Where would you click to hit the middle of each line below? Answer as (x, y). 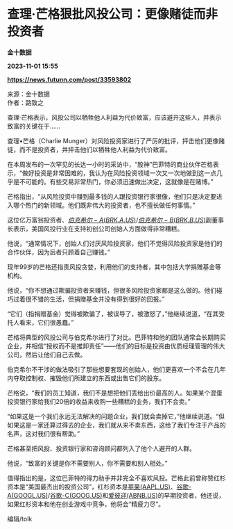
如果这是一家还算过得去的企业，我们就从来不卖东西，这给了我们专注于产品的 (116, 425)
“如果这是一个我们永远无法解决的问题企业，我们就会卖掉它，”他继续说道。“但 (116, 416)
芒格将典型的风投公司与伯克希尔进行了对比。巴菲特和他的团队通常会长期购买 (116, 337)
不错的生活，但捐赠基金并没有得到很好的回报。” (98, 299)
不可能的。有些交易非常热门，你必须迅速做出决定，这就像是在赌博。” (116, 181)
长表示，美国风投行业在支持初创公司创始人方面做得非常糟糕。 (95, 228)
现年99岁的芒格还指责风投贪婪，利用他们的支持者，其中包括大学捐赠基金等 (114, 267)
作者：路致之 (25, 102)
